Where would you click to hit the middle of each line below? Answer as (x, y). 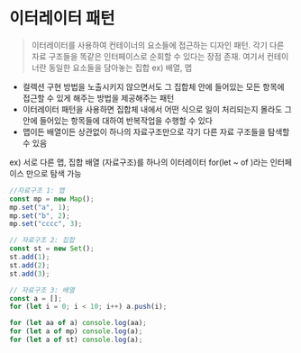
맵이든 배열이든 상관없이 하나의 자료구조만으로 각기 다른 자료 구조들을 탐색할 (156, 131)
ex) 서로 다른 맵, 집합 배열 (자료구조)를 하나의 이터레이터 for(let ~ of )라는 (139, 162)
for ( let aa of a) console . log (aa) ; (78, 323)
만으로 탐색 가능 (54, 173)
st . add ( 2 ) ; (30, 265)
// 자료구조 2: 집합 (42, 240)
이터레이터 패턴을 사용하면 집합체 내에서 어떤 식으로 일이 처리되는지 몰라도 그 (157, 109)
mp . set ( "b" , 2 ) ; (40, 216)
